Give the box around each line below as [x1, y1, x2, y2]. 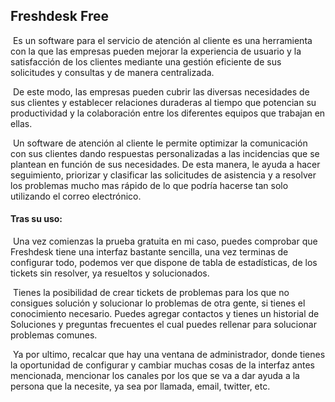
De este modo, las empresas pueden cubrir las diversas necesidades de [12, 85, 310, 98]
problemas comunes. [10, 329, 98, 341]
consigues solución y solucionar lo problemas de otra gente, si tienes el [10, 297, 306, 309]
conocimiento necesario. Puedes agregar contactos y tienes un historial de [10, 308, 320, 320]
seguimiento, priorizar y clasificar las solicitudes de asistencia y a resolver [10, 169, 317, 181]
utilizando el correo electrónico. [10, 190, 142, 202]
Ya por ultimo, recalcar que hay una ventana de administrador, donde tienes [12, 349, 326, 361]
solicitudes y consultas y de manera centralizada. [10, 66, 215, 78]
